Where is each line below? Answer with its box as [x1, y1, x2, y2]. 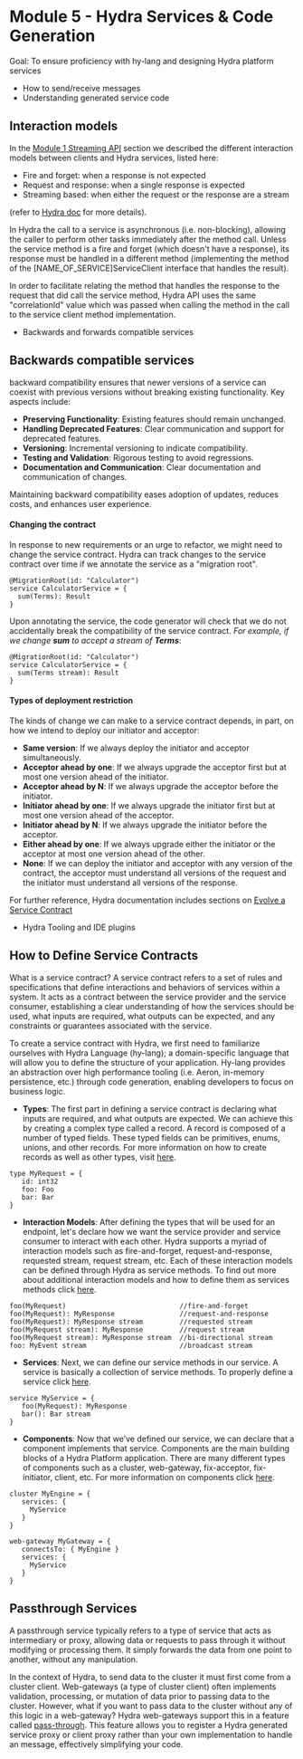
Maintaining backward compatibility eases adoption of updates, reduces [9, 489, 279, 500]
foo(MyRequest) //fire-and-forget [9, 1301, 249, 1310]
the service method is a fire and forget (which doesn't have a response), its [9, 243, 289, 254]
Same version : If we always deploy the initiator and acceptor [22, 742, 251, 753]
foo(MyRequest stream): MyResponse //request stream [9, 1324, 245, 1334]
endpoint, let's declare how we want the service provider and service [22, 1226, 281, 1237]
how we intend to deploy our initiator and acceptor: [9, 724, 200, 735]
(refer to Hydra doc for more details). [9, 206, 147, 217]
